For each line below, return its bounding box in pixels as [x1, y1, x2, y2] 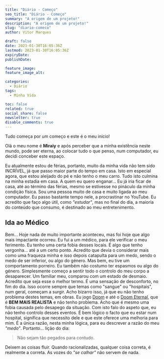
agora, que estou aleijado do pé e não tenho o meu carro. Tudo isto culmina [5, 173, 158, 179]
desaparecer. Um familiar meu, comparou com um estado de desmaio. [5, 273, 147, 279]
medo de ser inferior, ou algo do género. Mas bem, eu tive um [5, 258, 130, 263]
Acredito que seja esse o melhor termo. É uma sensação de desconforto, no [5, 278, 159, 284]
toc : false [5, 101, 27, 107]
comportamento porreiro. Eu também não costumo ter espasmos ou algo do [5, 263, 159, 268]
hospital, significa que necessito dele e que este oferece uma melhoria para [5, 314, 158, 321]
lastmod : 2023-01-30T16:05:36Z [5, 48, 69, 53]
